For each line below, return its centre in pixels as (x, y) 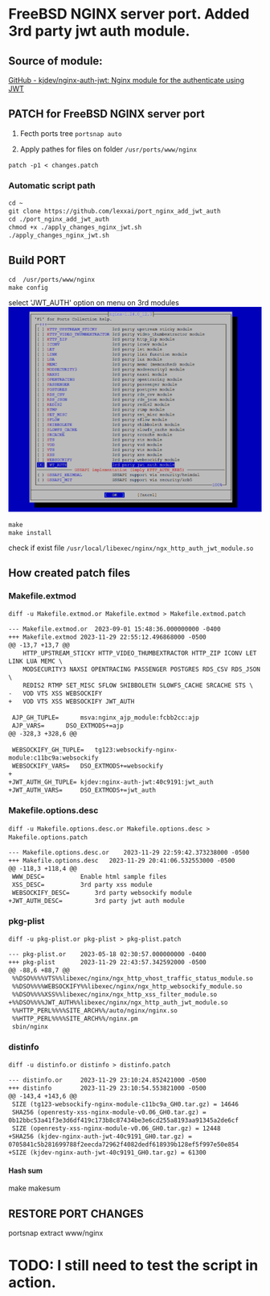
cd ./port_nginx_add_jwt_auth (59, 219)
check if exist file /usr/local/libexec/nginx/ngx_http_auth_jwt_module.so (131, 548)
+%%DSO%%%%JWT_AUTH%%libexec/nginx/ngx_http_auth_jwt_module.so (118, 1002)
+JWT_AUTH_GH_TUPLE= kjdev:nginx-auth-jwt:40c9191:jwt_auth (111, 782)
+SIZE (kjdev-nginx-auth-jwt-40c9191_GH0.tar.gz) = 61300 (107, 1153)
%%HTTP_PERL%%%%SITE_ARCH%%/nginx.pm (75, 1019)
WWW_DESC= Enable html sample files (89, 876)
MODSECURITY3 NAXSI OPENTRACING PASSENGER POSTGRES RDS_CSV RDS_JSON (142, 669)
